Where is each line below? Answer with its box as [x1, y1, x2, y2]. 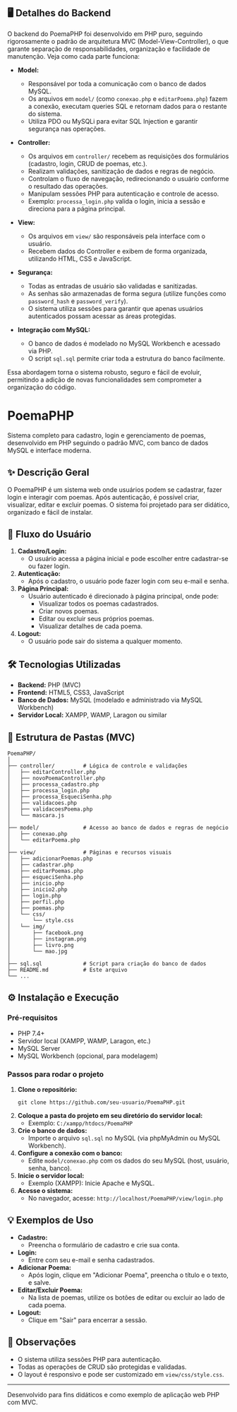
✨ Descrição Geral [7, 466, 90, 478]
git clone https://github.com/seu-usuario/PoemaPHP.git [17, 1099, 186, 1106]
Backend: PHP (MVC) [17, 681, 81, 689]
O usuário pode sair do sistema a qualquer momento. [28, 637, 183, 646]
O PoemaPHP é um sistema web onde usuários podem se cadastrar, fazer [7, 485, 222, 494]
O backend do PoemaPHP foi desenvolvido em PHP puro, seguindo [7, 29, 203, 38]
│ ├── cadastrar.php [7, 861, 74, 869]
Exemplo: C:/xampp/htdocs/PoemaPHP [28, 1119, 133, 1127]
